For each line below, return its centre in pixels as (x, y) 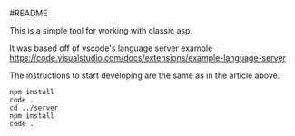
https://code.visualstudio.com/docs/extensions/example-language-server (147, 58)
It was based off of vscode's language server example (111, 48)
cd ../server (34, 108)
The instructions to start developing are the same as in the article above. (145, 75)
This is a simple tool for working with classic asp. (101, 30)
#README (29, 13)
